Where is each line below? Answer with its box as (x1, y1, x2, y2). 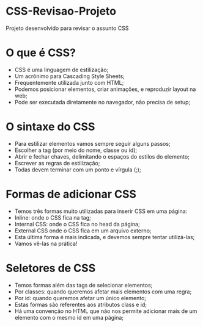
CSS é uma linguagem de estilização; (14, 66, 109, 73)
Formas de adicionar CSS (6, 187, 137, 201)
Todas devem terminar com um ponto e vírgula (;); (14, 166, 141, 173)
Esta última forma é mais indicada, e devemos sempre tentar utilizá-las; (14, 233, 195, 240)
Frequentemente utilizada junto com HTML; (14, 79, 124, 86)
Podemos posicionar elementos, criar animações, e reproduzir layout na (14, 85, 196, 93)
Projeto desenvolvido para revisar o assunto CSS (6, 24, 129, 32)
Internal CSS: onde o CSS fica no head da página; (14, 220, 140, 228)
